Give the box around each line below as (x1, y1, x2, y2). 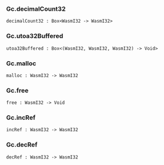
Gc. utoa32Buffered (6, 32, 64, 40)
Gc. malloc (6, 59, 37, 67)
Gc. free (6, 86, 29, 94)
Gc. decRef (6, 141, 37, 149)
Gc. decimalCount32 (6, 5, 66, 13)
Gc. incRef (6, 113, 36, 122)
